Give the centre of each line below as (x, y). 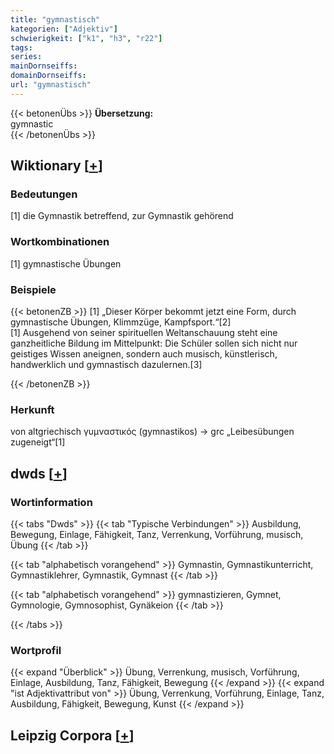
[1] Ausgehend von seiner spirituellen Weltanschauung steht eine (144, 333)
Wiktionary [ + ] (56, 166)
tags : (21, 47)
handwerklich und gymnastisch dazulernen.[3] (106, 365)
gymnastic (32, 123)
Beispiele (33, 289)
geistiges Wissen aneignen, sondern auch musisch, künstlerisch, (144, 354)
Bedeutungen (44, 194)
